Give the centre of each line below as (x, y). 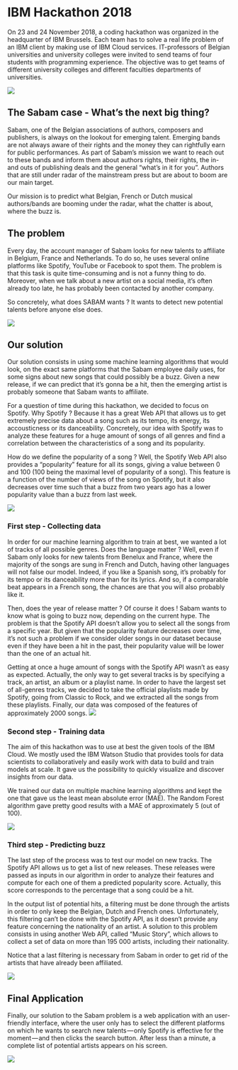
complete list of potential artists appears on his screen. (87, 1046)
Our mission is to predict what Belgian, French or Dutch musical (100, 196)
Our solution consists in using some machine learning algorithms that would (118, 362)
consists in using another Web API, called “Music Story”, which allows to (113, 934)
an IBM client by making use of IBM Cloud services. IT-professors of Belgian (119, 47)
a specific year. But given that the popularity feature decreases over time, (114, 630)
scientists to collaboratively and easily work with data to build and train (111, 761)
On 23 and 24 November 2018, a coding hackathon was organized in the (113, 32)
